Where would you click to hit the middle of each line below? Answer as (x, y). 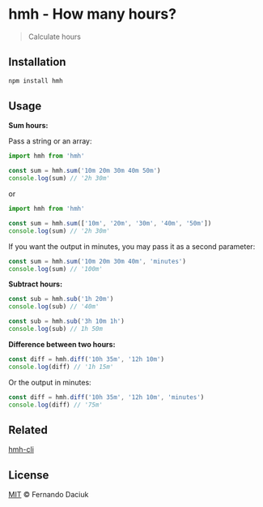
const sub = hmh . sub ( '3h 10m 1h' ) (67, 321)
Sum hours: (28, 126)
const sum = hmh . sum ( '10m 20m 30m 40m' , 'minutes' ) (97, 261)
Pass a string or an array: (50, 141)
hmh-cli (21, 449)
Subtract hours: (36, 284)
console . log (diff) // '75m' (56, 405)
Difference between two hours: (62, 344)
